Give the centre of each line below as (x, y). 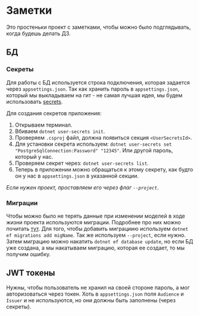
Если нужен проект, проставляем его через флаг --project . (82, 187)
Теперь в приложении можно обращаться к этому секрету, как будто (104, 169)
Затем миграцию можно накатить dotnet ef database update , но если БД (100, 241)
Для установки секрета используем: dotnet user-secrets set (93, 144)
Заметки (29, 10)
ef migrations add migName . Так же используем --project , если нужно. (96, 235)
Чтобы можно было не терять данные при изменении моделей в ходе (96, 216)
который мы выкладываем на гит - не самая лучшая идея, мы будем (94, 95)
